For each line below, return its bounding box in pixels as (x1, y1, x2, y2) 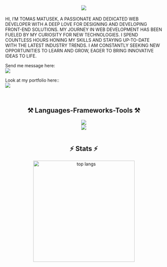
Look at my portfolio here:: (5, 77, 60, 83)
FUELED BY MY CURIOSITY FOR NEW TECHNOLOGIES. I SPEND (5, 31, 139, 37)
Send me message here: (5, 62, 55, 68)
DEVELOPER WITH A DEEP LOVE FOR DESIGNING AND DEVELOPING (5, 21, 147, 27)
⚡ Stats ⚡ (69, 144, 98, 153)
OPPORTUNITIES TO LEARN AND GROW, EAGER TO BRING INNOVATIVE (5, 47, 154, 53)
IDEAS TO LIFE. (5, 53, 37, 59)
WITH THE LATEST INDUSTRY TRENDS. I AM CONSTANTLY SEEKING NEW (5, 42, 161, 48)
